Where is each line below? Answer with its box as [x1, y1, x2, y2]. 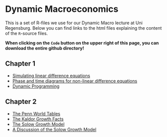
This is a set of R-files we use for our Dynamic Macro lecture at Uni [5, 20, 143, 26]
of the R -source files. [5, 30, 48, 36]
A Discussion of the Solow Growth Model [12, 126, 97, 132]
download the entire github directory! [5, 45, 84, 51]
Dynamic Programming [12, 83, 60, 89]
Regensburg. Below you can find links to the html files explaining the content [5, 25, 162, 31]
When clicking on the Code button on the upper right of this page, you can [5, 40, 159, 46]
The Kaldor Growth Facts [12, 116, 64, 122]
